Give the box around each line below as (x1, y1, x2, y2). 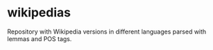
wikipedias (7, 5, 71, 21)
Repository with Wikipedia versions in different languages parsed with (7, 27, 207, 36)
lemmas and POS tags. (7, 34, 72, 42)
